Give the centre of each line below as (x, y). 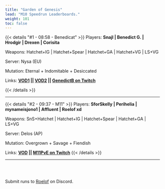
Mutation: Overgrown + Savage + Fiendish (48, 143)
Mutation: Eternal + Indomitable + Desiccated (51, 71)
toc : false (16, 23)
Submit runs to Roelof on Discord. (39, 182)
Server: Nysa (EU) (23, 61)
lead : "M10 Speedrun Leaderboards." (42, 14)
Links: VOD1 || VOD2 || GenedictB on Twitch (50, 81)
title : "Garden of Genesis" (34, 10)
